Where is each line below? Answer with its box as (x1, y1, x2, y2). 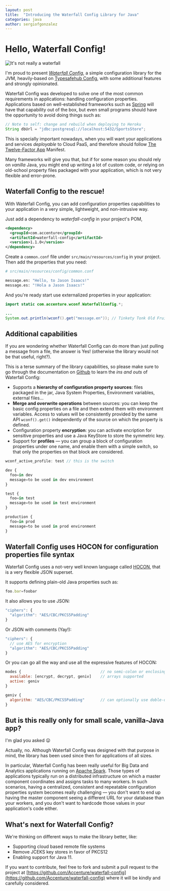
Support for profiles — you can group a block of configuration (12, 438, 143, 444)
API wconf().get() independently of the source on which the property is (12, 417, 163, 423)
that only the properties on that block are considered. (12, 449, 124, 455)
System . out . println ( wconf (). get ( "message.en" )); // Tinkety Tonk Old (5, 315, 155, 321)
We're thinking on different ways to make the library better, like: (5, 834, 138, 840)
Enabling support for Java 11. (12, 855, 73, 861)
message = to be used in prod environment (10, 524, 96, 529)
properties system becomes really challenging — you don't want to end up (5, 789, 161, 796)
